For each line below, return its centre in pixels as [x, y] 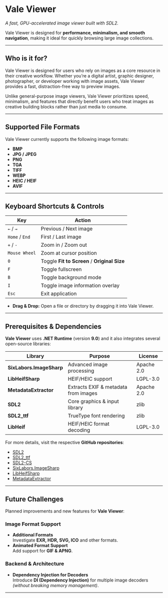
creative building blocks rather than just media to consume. [66, 106]
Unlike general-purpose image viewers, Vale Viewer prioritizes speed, [77, 96]
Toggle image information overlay [80, 286]
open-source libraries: [28, 344]
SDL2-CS [22, 463]
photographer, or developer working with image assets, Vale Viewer [75, 81]
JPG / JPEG [24, 154]
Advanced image [88, 365]
